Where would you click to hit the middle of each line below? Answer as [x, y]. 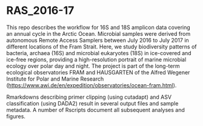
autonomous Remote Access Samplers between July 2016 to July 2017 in [98, 40]
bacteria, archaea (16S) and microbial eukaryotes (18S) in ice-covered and [99, 53]
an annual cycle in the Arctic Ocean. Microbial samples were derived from [98, 33]
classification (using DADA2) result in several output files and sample [92, 103]
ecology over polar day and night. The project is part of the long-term [93, 66]
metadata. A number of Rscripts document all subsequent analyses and [95, 110]
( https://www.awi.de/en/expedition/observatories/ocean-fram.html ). [92, 85]
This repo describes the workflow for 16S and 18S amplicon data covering [98, 27]
